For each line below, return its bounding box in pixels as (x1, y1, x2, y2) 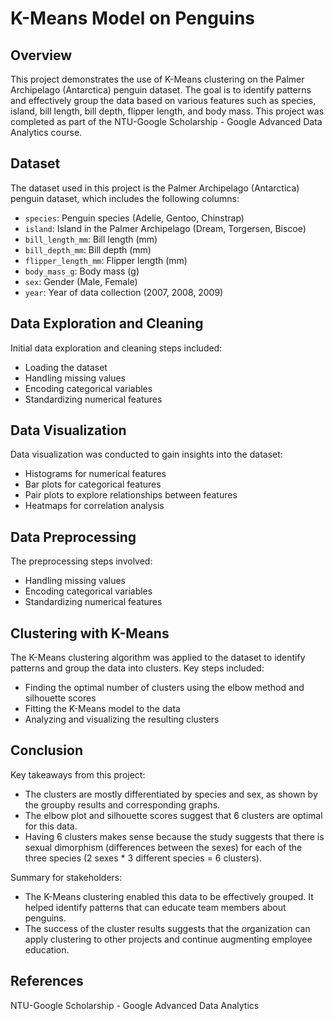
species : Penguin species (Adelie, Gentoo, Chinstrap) (24, 212, 245, 224)
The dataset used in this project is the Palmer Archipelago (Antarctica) (10, 182, 300, 194)
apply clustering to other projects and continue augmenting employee (24, 933, 313, 945)
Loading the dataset (24, 361, 108, 373)
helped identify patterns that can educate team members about (24, 901, 287, 913)
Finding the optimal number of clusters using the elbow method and (24, 682, 305, 694)
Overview (10, 47, 73, 64)
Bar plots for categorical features (24, 478, 162, 491)
